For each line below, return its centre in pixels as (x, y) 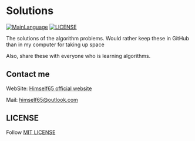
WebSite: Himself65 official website (49, 88)
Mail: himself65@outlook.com (42, 99)
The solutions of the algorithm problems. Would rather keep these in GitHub (98, 38)
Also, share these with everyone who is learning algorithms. (78, 56)
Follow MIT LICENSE (31, 132)
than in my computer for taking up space (55, 44)
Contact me (28, 74)
